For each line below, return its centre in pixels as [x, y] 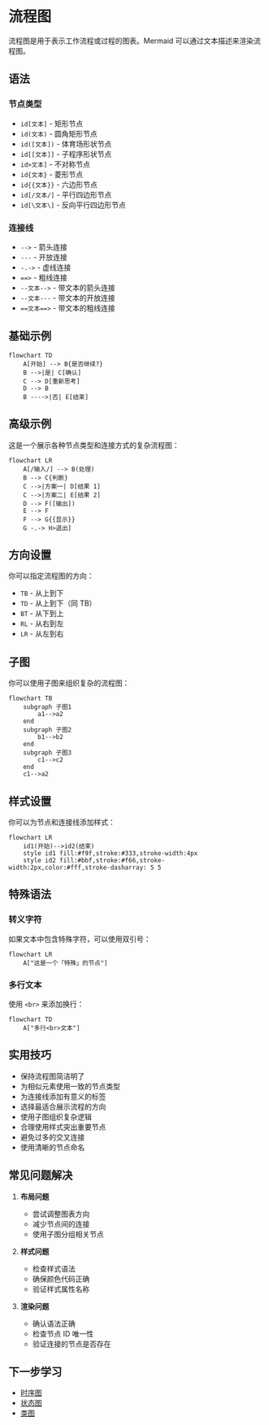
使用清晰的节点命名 [52, 1147]
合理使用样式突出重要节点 [63, 1127]
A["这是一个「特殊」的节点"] [65, 963]
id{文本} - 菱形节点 [52, 174]
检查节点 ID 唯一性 [63, 1333]
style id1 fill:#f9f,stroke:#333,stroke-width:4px [111, 853]
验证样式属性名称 [61, 1288]
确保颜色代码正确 [61, 1279]
